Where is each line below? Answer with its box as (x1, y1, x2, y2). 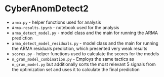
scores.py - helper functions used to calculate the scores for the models (11, 50, 159, 57)
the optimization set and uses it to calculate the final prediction (11, 66, 140, 72)
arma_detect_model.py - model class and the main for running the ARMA (11, 30, 158, 36)
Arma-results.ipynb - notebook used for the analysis (11, 24, 120, 30)
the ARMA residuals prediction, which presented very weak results (11, 45, 148, 51)
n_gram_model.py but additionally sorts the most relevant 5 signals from (11, 61, 156, 67)
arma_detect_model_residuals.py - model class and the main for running (11, 40, 159, 46)
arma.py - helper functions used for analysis (11, 19, 101, 25)
